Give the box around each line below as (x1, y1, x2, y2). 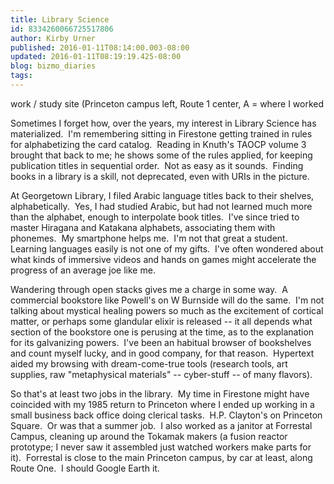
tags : (10, 71, 33, 81)
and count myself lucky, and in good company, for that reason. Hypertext (10, 347, 315, 359)
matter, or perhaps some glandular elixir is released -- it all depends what (10, 315, 313, 327)
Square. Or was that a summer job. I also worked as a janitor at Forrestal (10, 419, 313, 431)
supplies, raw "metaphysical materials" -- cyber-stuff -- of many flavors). (10, 368, 313, 380)
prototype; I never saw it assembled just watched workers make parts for (10, 441, 312, 453)
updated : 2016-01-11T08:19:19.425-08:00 (10, 52, 182, 62)
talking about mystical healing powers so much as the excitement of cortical (10, 304, 324, 316)
